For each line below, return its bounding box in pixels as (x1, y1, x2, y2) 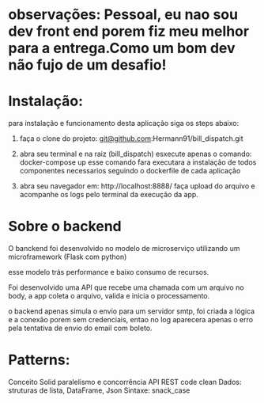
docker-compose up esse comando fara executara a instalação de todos (19, 158, 257, 167)
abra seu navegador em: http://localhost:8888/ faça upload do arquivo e (19, 181, 255, 191)
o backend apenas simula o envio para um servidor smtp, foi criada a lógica (8, 306, 255, 316)
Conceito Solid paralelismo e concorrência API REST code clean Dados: (8, 378, 243, 386)
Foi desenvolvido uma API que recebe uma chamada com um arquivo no (8, 283, 244, 292)
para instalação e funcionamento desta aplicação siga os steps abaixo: (8, 119, 239, 128)
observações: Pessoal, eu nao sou (8, 6, 239, 24)
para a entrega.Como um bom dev (8, 40, 236, 57)
